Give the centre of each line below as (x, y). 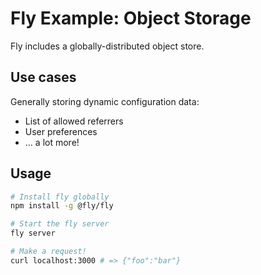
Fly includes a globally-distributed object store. (107, 46)
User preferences (61, 131)
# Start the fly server (60, 224)
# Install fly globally (60, 197)
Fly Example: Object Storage (131, 18)
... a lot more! (52, 142)
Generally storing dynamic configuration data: (105, 101)
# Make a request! (48, 252)
